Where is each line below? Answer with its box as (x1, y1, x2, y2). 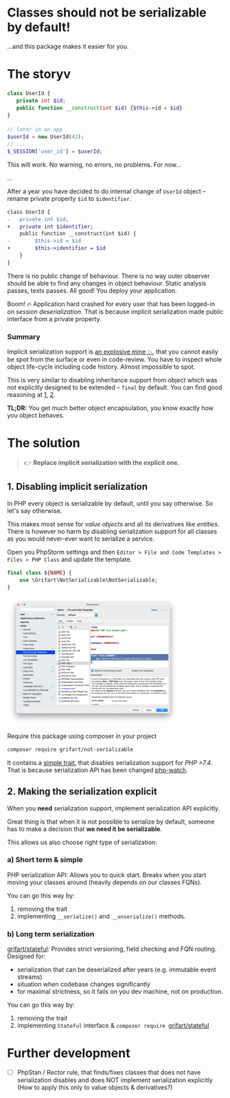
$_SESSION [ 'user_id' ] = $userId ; (7, 148, 103, 155)
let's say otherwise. (7, 506, 62, 515)
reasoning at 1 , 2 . (7, 391, 56, 399)
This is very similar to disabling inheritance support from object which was (7, 376, 218, 385)
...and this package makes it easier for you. (7, 42, 129, 50)
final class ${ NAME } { (7, 569, 72, 576)
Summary (7, 332, 41, 341)
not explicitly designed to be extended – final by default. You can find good (7, 383, 222, 391)
